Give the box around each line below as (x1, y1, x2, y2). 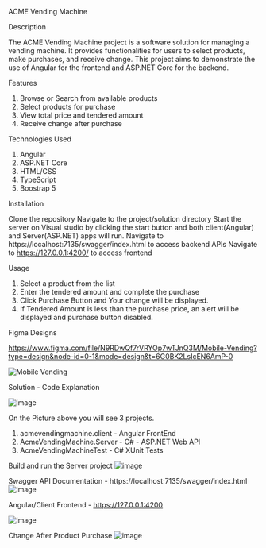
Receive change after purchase (19, 119, 123, 128)
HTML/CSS (19, 167, 57, 176)
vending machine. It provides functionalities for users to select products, (8, 46, 245, 55)
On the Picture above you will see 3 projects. (8, 413, 155, 423)
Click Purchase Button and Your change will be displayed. (19, 295, 209, 305)
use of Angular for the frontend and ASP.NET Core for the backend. (8, 63, 229, 72)
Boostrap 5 (19, 183, 56, 193)
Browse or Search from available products (19, 94, 158, 102)
